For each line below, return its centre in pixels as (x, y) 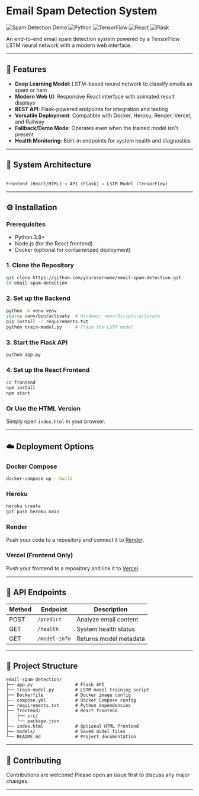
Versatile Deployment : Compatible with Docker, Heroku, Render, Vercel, (103, 115)
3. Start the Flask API (37, 343)
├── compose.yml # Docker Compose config (71, 700)
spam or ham (31, 90)
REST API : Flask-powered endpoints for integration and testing (91, 109)
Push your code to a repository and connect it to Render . (75, 540)
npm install (21, 388)
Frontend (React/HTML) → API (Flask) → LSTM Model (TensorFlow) (87, 184)
